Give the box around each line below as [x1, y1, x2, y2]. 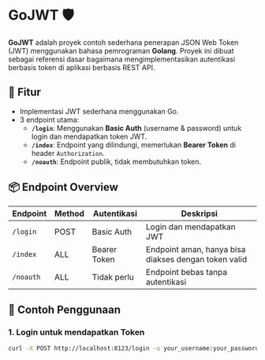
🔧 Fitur [8, 86, 42, 99]
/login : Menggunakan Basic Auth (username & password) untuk [31, 123, 242, 132]
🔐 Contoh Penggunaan [8, 302, 121, 316]
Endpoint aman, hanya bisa [145, 243, 246, 254]
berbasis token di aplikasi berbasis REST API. [8, 62, 155, 72]
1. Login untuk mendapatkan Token [8, 326, 145, 337]
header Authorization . [31, 148, 105, 158]
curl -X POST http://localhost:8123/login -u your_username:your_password [8, 344, 259, 353]
